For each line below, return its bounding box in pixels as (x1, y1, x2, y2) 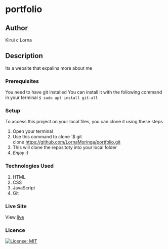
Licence (5, 226, 25, 233)
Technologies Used (5, 163, 54, 170)
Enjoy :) (12, 150, 29, 156)
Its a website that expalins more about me (5, 65, 93, 71)
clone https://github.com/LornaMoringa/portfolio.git (12, 139, 121, 145)
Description (5, 52, 43, 60)
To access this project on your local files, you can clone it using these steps (5, 119, 163, 125)
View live (5, 214, 24, 220)
